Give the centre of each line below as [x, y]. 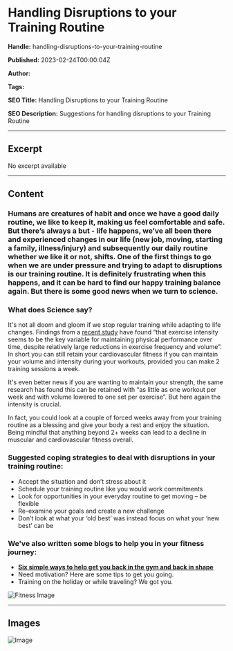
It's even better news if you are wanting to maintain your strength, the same [115, 382]
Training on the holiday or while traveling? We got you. [95, 581]
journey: [22, 552]
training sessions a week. [44, 369]
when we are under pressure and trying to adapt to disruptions [115, 265]
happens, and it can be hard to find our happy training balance [114, 283]
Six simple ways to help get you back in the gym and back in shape [115, 567]
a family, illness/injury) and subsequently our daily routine [108, 248]
